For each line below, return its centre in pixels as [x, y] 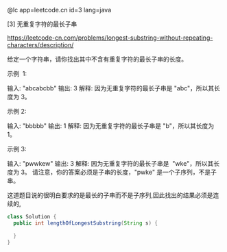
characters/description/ [40, 45]
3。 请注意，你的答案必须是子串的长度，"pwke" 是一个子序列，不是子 [119, 172]
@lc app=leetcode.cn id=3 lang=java [59, 10]
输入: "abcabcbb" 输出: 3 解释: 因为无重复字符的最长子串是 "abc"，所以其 [111, 88]
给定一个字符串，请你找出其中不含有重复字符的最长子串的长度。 [97, 59]
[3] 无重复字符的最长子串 [42, 24]
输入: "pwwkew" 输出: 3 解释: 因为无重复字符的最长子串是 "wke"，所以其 [110, 163]
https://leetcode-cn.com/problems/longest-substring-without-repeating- [110, 38]
